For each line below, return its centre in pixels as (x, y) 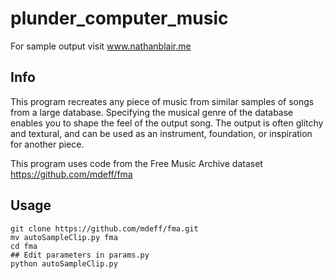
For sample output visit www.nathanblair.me (101, 46)
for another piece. (47, 144)
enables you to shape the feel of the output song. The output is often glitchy (167, 123)
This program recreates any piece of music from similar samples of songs (162, 101)
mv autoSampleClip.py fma (64, 237)
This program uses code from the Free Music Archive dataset (136, 163)
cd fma (24, 246)
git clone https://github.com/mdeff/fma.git (104, 228)
